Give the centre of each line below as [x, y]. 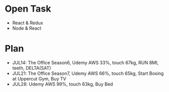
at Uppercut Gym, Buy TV [39, 78]
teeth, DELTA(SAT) [32, 68]
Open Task [28, 9]
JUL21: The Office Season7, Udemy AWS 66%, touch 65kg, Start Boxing [88, 73]
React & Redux [28, 23]
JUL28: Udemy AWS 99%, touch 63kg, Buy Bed [63, 84]
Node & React [27, 28]
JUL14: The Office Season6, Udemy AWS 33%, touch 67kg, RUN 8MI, [85, 62]
